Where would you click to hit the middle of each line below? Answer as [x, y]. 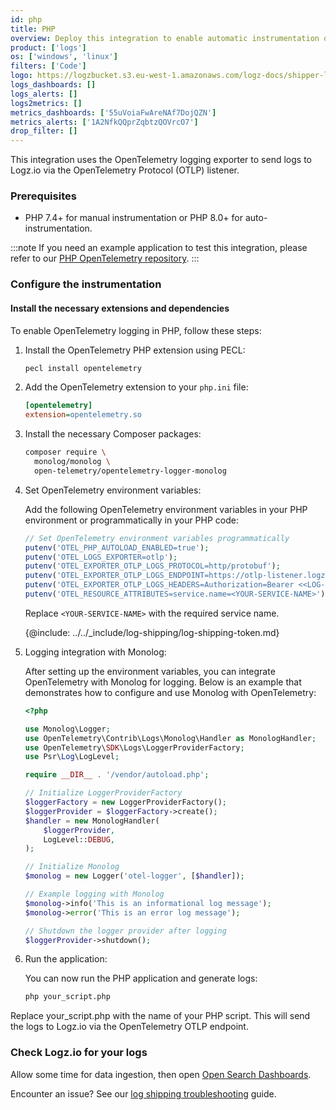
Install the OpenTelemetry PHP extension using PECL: [135, 350]
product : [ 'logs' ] [48, 47]
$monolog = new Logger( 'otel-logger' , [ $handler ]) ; [134, 876]
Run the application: [66, 959]
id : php [26, 19]
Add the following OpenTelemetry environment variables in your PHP [166, 509]
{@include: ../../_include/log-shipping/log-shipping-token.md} [152, 632]
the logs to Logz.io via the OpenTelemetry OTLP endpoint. [129, 1027]
